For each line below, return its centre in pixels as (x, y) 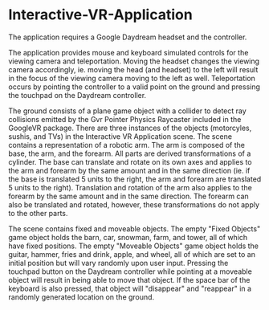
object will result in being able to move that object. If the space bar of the (129, 279)
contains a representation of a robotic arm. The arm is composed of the (126, 145)
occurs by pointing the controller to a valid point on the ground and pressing (134, 87)
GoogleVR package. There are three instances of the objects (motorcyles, (130, 128)
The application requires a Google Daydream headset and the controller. (128, 37)
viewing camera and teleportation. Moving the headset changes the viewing (134, 61)
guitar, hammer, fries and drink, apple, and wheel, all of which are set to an (132, 254)
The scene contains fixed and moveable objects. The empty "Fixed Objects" (134, 228)
